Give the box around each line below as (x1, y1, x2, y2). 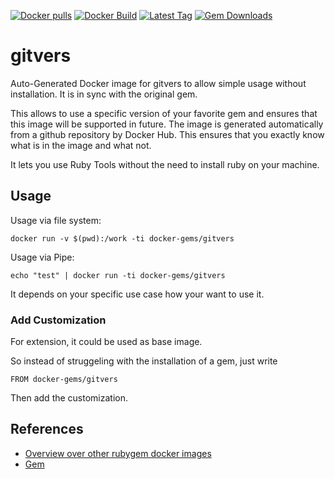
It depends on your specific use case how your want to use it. (10, 288, 265, 300)
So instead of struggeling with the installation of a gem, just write (10, 355, 278, 367)
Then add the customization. (10, 392, 129, 404)
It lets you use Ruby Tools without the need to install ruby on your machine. (10, 158, 320, 170)
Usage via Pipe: (10, 251, 75, 263)
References (10, 421, 84, 438)
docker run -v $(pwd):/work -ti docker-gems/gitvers (10, 233, 235, 244)
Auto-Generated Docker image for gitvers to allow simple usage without (10, 77, 307, 89)
